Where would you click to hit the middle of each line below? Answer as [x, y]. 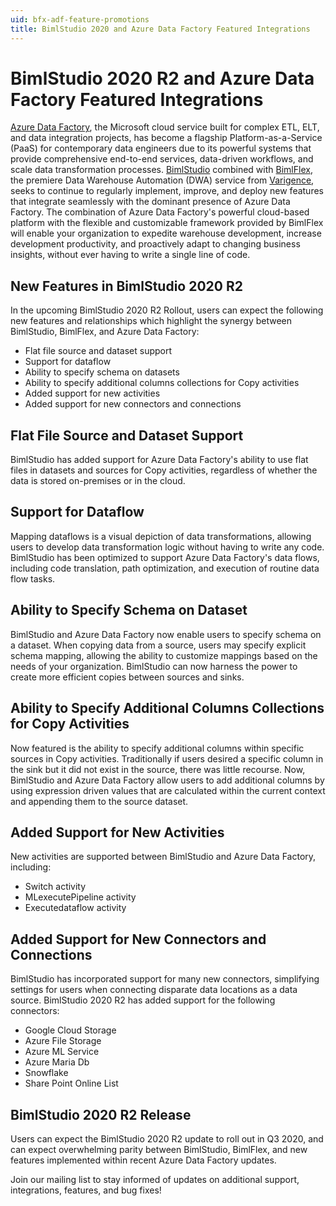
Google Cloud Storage [70, 1030]
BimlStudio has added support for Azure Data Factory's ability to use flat [159, 460]
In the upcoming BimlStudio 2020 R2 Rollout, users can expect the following [167, 310]
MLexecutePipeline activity [80, 897]
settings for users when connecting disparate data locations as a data [154, 990]
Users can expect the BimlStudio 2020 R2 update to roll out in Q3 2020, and [167, 1138]
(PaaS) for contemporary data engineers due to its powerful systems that [161, 148]
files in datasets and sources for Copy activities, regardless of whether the [164, 470]
